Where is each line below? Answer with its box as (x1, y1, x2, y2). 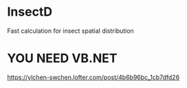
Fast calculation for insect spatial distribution (7, 27, 134, 35)
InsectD (7, 4, 53, 20)
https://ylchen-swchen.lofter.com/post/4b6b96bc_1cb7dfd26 (7, 73, 180, 81)
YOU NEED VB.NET (7, 50, 118, 66)
